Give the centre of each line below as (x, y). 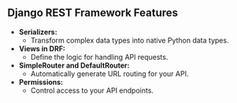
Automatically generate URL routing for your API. (109, 73)
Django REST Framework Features (93, 13)
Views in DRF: (42, 48)
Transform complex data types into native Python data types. (130, 40)
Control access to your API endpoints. (92, 90)
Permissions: (41, 82)
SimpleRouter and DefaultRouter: (74, 65)
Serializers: (38, 31)
